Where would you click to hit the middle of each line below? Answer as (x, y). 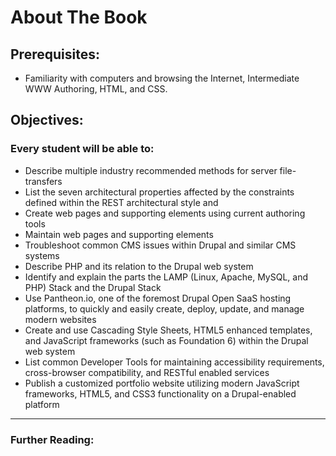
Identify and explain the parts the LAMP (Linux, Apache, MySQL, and (166, 277)
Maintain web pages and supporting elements (119, 234)
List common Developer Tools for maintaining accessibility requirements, (174, 362)
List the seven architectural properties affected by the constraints (159, 192)
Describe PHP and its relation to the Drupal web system (139, 266)
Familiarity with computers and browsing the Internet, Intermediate (162, 78)
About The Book (79, 17)
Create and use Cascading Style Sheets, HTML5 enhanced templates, (168, 330)
